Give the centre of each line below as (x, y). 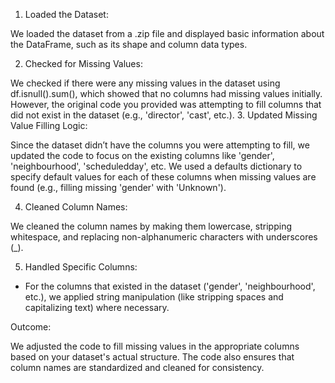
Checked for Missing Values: (83, 63)
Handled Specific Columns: (81, 267)
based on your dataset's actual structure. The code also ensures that (152, 357)
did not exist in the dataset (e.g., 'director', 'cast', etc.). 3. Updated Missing (164, 115)
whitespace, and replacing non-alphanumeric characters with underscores (164, 237)
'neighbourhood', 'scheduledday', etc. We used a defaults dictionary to (156, 166)
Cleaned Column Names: (76, 207)
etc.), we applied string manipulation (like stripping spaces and (154, 297)
